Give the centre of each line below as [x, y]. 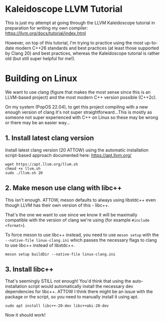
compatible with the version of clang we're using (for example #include [77, 220]
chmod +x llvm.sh [23, 169]
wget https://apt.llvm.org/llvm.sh [42, 164]
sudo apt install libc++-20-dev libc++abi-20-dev [57, 306]
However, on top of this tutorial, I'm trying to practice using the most [74, 42]
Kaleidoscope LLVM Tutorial [64, 9]
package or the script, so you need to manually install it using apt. [72, 297]
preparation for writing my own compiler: [47, 28]
